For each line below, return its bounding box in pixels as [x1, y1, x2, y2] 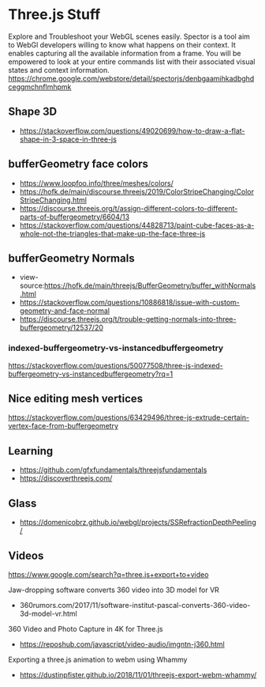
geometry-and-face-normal [19, 306, 110, 315]
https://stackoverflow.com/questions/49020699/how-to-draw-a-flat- [19, 126, 245, 135]
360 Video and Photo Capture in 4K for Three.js [8, 624, 163, 633]
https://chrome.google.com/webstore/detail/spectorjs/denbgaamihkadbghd [8, 74, 255, 83]
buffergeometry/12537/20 [19, 323, 104, 333]
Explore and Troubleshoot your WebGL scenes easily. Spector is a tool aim [8, 32, 251, 41]
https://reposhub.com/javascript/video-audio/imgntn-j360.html [19, 639, 225, 649]
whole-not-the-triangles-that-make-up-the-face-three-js [19, 228, 206, 238]
